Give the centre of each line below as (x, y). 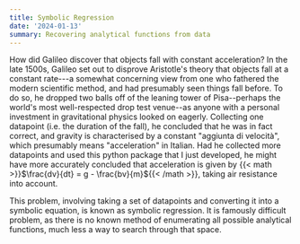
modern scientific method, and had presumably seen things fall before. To (146, 88)
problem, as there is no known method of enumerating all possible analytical (150, 220)
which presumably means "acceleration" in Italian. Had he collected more (145, 145)
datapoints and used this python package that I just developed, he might (143, 155)
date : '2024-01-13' (46, 26)
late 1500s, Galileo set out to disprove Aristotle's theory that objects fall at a (149, 69)
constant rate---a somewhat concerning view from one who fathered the (144, 79)
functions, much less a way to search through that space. (115, 230)
